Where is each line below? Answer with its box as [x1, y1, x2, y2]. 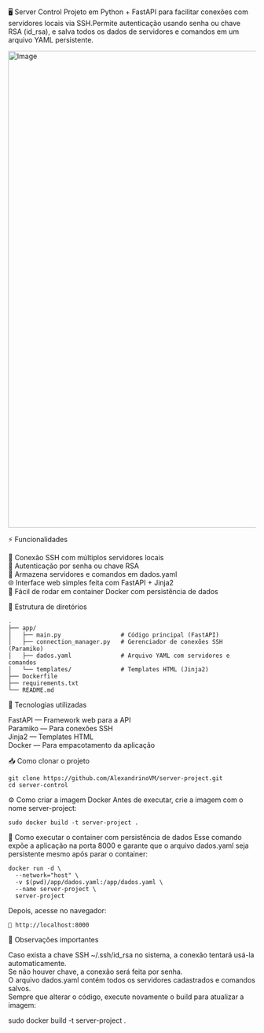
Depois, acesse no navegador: [8, 906, 107, 915]
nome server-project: [8, 804, 77, 812]
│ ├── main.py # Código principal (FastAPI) [8, 631, 220, 639]
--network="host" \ [15, 871, 79, 879]
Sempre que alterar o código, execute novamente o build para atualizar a [8, 992, 244, 1001]
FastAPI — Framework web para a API [8, 715, 131, 724]
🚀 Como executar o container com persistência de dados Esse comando [8, 833, 242, 842]
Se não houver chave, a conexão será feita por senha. [8, 967, 183, 976]
